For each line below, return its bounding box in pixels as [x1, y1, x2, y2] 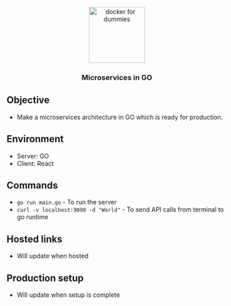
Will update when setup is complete [16, 291, 120, 299]
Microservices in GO [81, 72, 153, 82]
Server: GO [16, 151, 50, 160]
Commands [6, 179, 59, 191]
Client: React [16, 159, 54, 167]
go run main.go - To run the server [16, 198, 117, 207]
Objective [6, 95, 50, 106]
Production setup [6, 272, 84, 284]
